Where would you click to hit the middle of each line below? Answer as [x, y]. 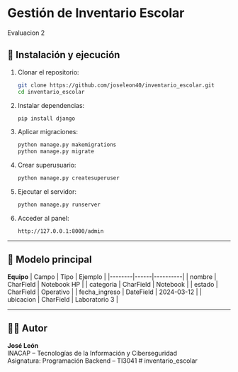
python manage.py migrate [56, 152]
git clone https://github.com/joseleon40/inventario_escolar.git [116, 85]
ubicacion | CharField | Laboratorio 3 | [63, 299]
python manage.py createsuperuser [68, 178]
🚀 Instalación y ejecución [64, 55]
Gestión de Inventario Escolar [96, 13]
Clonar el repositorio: [48, 72]
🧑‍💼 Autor [28, 328]
